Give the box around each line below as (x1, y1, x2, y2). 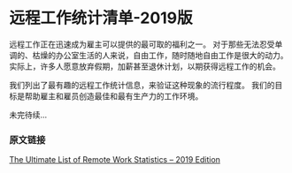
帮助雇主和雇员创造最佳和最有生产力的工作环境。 (24, 90, 204, 102)
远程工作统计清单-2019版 (9, 8, 193, 28)
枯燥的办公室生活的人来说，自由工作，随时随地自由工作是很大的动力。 (32, 49, 288, 60)
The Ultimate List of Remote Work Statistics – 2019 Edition (9, 154, 221, 165)
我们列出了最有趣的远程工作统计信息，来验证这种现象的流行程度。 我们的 (9, 79, 275, 90)
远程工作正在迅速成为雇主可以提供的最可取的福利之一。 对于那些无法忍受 (9, 39, 275, 49)
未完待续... (9, 109, 48, 120)
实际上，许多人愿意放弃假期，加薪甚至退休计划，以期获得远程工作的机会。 (9, 61, 280, 71)
